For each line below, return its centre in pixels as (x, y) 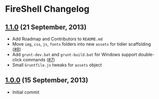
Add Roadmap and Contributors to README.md (57, 39)
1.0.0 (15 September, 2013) (47, 80)
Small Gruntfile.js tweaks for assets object (57, 65)
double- (146, 54)
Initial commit (26, 92)
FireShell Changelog (47, 9)
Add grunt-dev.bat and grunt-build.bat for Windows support (75, 54)
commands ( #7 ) (39, 60)
